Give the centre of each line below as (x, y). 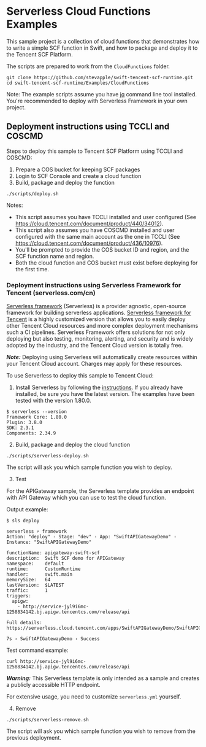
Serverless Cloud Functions (79, 11)
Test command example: (37, 650)
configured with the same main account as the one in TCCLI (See (97, 236)
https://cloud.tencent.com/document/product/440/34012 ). (89, 223)
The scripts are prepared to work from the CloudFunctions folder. (88, 66)
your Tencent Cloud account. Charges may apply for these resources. (94, 364)
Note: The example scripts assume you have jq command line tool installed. (102, 94)
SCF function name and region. (55, 256)
